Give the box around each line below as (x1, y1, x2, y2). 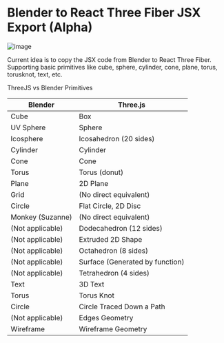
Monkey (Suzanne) (10, 212, 72, 222)
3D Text (79, 279, 105, 289)
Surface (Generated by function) (79, 257, 185, 267)
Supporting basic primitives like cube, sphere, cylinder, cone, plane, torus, (7, 63, 218, 71)
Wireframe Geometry (79, 324, 147, 333)
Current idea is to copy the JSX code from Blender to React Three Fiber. (7, 55, 212, 63)
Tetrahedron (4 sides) (79, 268, 150, 278)
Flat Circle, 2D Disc (79, 201, 141, 211)
